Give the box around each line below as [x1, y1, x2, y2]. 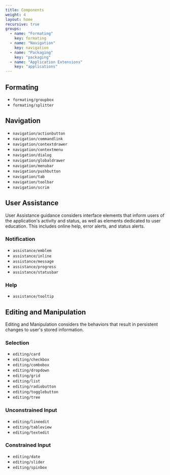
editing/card [12, 352, 41, 357]
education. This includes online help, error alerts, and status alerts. [5, 223, 145, 229]
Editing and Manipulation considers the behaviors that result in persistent [5, 321, 158, 327]
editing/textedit [12, 430, 50, 435]
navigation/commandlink [12, 136, 63, 141]
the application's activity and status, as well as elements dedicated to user [5, 217, 161, 224]
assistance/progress [12, 264, 56, 269]
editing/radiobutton [12, 384, 56, 389]
